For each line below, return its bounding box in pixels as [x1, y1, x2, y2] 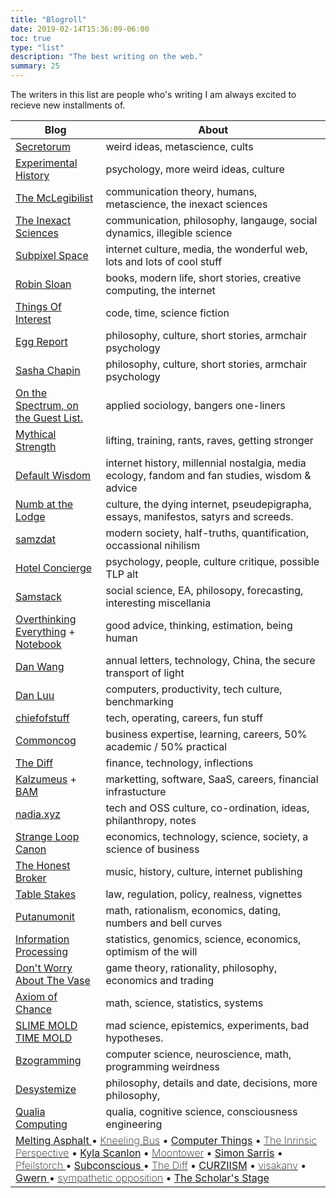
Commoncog [15, 734, 77, 747]
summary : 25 [10, 61, 60, 71]
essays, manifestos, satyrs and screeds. [105, 510, 294, 523]
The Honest [15, 859, 71, 872]
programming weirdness [105, 1060, 221, 1073]
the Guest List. [15, 411, 83, 425]
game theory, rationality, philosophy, [105, 961, 278, 975]
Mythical [15, 427, 57, 441]
